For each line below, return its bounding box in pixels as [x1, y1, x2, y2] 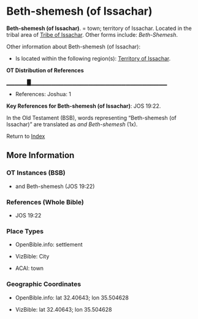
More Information [6, 150, 75, 160]
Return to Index [6, 132, 45, 140]
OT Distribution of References [6, 66, 84, 74]
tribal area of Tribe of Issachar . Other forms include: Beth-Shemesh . [6, 31, 178, 38]
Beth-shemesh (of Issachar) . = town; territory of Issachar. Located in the [6, 24, 192, 32]
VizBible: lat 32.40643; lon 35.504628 [15, 306, 112, 313]
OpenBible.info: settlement [15, 241, 83, 249]
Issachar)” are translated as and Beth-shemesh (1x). [6, 121, 138, 128]
